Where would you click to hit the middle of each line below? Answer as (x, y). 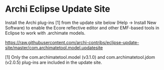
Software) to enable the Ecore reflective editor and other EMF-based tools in (82, 27)
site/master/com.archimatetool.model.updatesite (54, 47)
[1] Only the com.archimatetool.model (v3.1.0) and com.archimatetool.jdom (80, 57)
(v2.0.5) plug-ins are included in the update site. (54, 62)
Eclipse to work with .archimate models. (45, 33)
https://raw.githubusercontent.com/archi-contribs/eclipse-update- (72, 42)
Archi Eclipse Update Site (58, 9)
